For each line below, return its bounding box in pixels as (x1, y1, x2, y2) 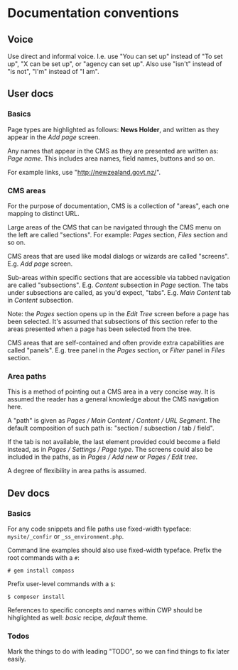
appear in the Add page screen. (7, 133, 101, 141)
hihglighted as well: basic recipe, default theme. (7, 613, 148, 622)
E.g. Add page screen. (7, 259, 73, 268)
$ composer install (7, 593, 65, 600)
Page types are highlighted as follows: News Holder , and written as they (7, 125, 220, 134)
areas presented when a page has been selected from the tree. (7, 325, 192, 333)
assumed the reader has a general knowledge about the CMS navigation (7, 395, 219, 404)
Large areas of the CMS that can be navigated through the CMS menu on (7, 222, 222, 232)
